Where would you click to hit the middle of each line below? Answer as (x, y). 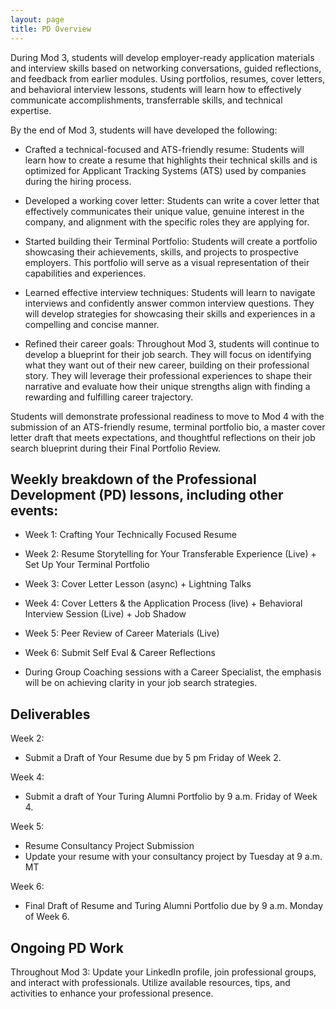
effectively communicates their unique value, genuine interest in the (164, 211)
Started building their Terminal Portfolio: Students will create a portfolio (171, 241)
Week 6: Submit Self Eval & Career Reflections (120, 653)
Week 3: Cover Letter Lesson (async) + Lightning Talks (138, 584)
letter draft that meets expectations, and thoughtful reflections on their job (163, 437)
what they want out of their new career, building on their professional (167, 365)
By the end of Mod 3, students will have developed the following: (144, 130)
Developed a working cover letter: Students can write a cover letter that (172, 200)
